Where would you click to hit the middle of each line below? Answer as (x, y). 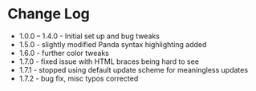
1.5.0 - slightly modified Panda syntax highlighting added (113, 44)
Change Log (49, 14)
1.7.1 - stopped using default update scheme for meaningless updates (134, 69)
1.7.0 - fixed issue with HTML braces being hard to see (109, 61)
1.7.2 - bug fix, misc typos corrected (79, 78)
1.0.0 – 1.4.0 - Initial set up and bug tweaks (89, 36)
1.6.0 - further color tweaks (64, 53)
